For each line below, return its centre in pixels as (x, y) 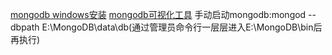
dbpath (25, 27)
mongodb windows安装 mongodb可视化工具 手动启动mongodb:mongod (158, 14)
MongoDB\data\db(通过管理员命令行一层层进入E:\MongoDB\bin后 (188, 27)
